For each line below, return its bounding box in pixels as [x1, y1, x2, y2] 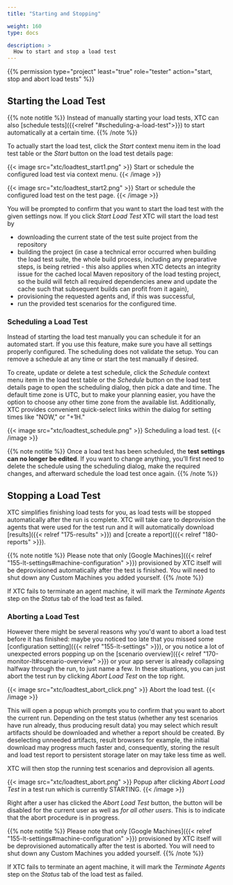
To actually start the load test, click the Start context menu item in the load [7, 141, 221, 150]
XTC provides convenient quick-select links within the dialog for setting [7, 406, 211, 414]
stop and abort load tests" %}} [7, 75, 95, 84]
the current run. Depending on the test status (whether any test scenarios [7, 714, 218, 722]
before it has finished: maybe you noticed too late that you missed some [7, 635, 214, 643]
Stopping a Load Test [7, 489, 101, 502]
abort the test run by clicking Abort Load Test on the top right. [7, 672, 186, 680]
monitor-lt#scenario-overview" [7, 657, 96, 665]
